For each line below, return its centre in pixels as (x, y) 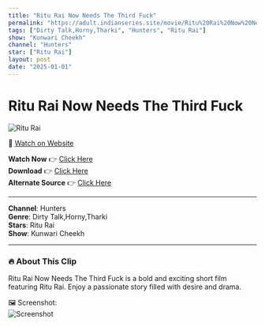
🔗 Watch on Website (41, 143)
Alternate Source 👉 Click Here (60, 182)
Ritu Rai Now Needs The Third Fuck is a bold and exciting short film (118, 278)
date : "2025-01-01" (40, 67)
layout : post (30, 60)
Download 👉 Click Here (48, 170)
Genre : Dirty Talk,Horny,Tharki (58, 216)
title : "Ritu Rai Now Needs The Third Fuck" (82, 15)
